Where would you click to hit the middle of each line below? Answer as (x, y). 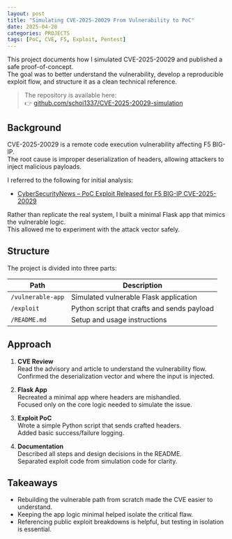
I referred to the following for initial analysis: (70, 180)
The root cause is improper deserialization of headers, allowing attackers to (116, 159)
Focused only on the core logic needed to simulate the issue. (105, 404)
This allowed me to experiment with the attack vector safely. (93, 229)
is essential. (34, 529)
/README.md (29, 319)
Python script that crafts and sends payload (142, 308)
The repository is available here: (70, 96)
